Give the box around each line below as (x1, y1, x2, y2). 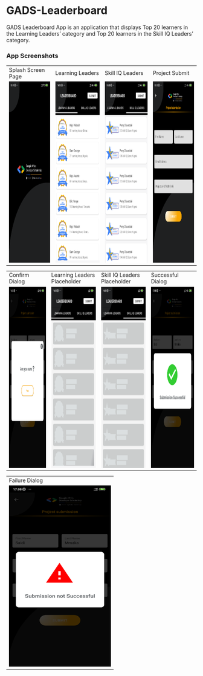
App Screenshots (6, 51, 59, 60)
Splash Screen (8, 66, 45, 73)
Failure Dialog (8, 477, 43, 484)
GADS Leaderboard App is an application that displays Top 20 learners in (6, 24, 188, 31)
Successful (150, 271, 179, 278)
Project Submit (153, 69, 190, 77)
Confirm (8, 271, 30, 278)
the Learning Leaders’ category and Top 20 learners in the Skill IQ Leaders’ (6, 30, 193, 37)
